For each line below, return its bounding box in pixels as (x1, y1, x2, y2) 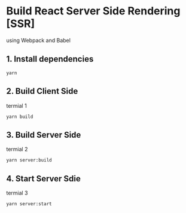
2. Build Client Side (6, 86, 78, 96)
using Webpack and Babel (6, 36, 71, 44)
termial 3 (6, 190, 28, 197)
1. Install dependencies (6, 54, 94, 64)
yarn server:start (6, 201, 52, 207)
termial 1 (6, 102, 27, 109)
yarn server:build (6, 157, 52, 163)
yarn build (6, 114, 33, 120)
